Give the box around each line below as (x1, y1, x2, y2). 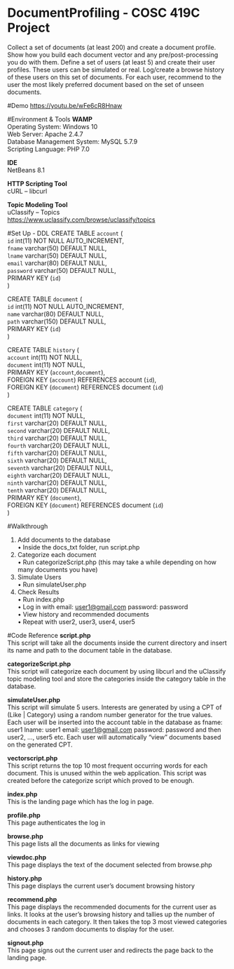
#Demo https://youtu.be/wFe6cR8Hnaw (7, 101, 123, 109)
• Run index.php (17, 595, 65, 603)
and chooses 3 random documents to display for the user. (7, 925, 174, 933)
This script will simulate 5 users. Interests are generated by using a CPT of (7, 703, 222, 711)
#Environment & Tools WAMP (7, 114, 93, 123)
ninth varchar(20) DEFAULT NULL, (7, 479, 107, 487)
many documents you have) (17, 565, 98, 573)
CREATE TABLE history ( (7, 345, 79, 354)
